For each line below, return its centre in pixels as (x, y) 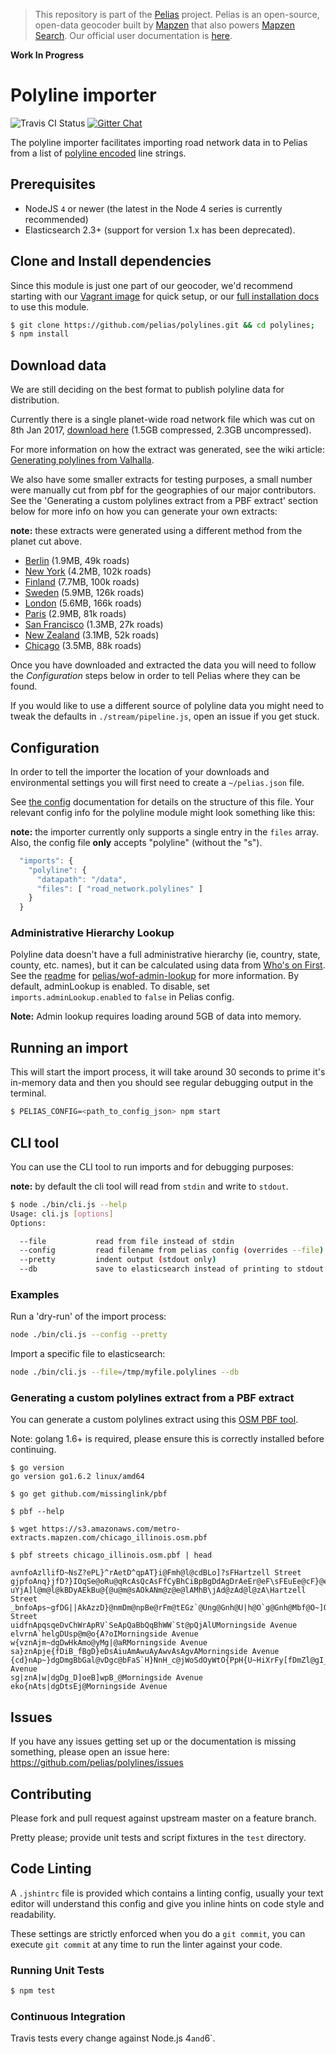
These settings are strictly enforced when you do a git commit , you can (158, 1933)
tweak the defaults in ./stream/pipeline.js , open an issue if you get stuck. (165, 716)
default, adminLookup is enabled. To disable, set (110, 986)
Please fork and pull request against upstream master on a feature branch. (163, 1818)
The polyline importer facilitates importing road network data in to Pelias (159, 142)
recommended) (56, 219)
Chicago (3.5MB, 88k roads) (83, 646)
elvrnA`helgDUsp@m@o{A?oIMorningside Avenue (104, 1634)
